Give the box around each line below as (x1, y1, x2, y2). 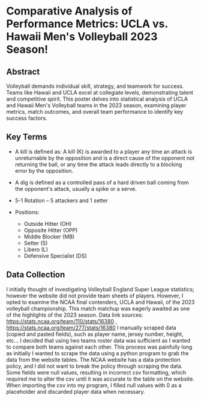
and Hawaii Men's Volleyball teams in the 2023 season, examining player (6, 102, 187, 109)
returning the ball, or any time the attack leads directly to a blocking (14, 161, 182, 168)
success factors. (6, 114, 47, 122)
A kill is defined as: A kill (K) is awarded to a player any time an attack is (14, 148, 193, 155)
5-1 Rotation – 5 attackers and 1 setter (14, 197, 108, 204)
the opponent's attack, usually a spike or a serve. (14, 185, 137, 192)
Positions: (14, 208, 40, 216)
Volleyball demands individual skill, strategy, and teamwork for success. (6, 82, 184, 90)
